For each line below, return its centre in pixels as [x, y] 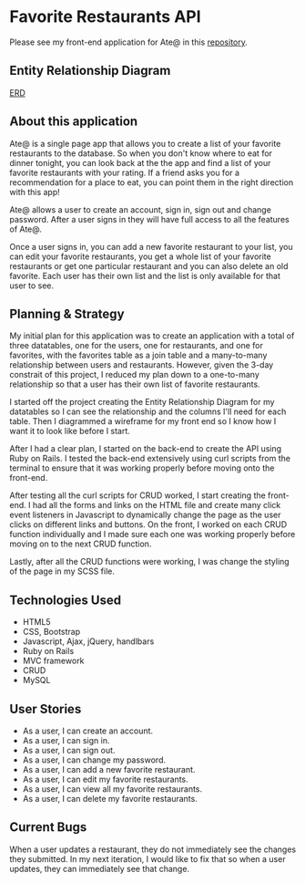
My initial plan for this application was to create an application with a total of [152, 336]
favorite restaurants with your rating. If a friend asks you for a [124, 172]
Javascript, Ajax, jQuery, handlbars [88, 641]
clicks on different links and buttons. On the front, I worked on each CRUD [148, 525]
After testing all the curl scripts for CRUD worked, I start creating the [137, 495]
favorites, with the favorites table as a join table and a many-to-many [138, 355]
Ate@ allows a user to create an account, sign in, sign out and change [140, 209]
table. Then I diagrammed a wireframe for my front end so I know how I [143, 421]
